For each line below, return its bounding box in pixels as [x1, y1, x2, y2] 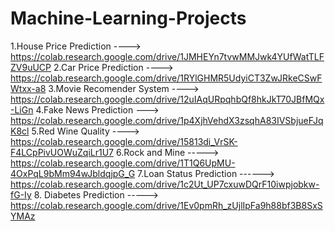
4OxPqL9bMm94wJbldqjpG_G [10, 167, 136, 179]
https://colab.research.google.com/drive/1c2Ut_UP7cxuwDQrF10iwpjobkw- [10, 178, 320, 190]
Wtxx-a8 [10, 82, 47, 94]
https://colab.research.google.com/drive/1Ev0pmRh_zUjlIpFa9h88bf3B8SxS [10, 199, 323, 211]
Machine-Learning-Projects [10, 7, 247, 30]
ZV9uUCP [10, 61, 52, 73]
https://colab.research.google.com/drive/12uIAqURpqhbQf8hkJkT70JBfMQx [10, 93, 325, 105]
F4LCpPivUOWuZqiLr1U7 [10, 146, 115, 158]
